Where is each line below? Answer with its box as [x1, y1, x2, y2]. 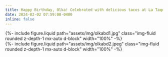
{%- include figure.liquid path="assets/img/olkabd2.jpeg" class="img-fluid [5, 41, 159, 47]
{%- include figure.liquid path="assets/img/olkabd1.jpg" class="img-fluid [5, 30, 156, 36]
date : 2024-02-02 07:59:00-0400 [5, 12, 72, 17]
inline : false [5, 16, 35, 21]
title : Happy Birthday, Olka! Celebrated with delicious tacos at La [5, 7, 153, 12]
